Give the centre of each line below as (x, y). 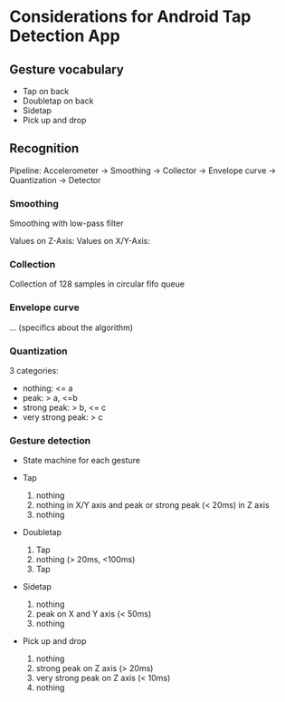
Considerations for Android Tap (130, 17)
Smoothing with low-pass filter (66, 223)
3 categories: (34, 370)
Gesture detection (50, 440)
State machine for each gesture (81, 461)
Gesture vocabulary (66, 69)
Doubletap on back (58, 101)
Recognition (44, 148)
